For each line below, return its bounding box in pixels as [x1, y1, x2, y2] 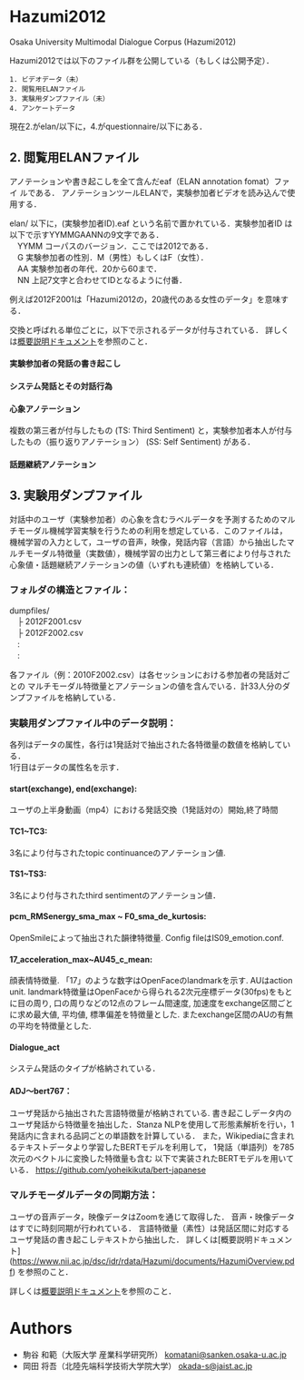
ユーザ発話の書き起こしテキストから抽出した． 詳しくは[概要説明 [9, 1234, 253, 1245]
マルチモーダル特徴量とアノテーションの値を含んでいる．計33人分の [26, 680, 283, 691]
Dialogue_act [9, 1042, 61, 1052]
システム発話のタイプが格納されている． [9, 1063, 161, 1074]
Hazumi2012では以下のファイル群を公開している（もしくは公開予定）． [9, 54, 275, 65]
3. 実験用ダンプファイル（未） [9, 93, 110, 103]
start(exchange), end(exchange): [9, 783, 138, 794]
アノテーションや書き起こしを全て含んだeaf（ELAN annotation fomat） [9, 175, 275, 187]
